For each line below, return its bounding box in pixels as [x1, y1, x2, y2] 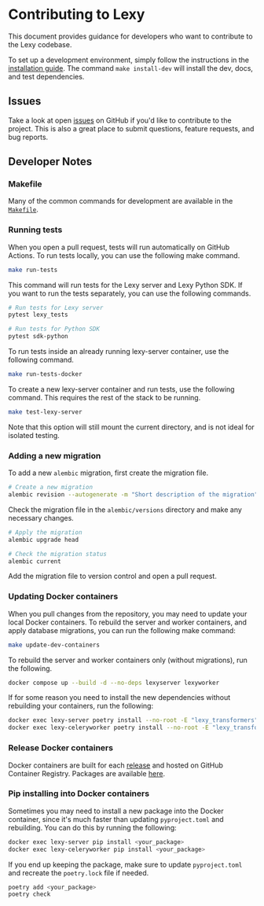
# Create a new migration [8, 484, 93, 492]
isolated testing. [8, 430, 60, 440]
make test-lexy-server [8, 407, 82, 416]
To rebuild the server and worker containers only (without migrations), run [8, 655, 247, 665]
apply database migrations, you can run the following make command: [8, 625, 236, 635]
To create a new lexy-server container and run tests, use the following [8, 384, 235, 394]
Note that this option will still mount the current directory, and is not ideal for [8, 422, 255, 432]
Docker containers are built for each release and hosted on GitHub [8, 761, 224, 770]
